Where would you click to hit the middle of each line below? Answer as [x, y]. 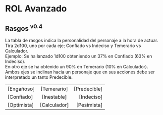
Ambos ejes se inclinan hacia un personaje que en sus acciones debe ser [80, 72]
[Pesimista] [89, 105]
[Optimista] [21, 105]
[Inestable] [54, 97]
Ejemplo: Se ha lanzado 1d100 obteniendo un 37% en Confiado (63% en [79, 56]
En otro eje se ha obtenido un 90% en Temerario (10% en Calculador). [77, 67]
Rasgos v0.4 [24, 28]
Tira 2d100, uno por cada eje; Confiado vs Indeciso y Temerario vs [73, 46]
